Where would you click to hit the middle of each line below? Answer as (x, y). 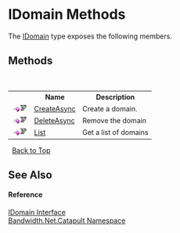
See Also (30, 175)
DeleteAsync (55, 120)
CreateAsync (55, 108)
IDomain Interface (37, 213)
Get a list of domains (115, 132)
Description (115, 97)
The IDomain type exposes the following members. (90, 36)
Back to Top (31, 150)
